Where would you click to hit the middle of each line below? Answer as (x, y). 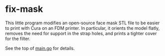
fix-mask (24, 9)
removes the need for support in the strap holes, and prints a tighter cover (81, 33)
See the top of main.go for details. (40, 48)
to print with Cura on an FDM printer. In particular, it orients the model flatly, (82, 28)
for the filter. (18, 39)
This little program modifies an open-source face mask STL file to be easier (82, 23)
